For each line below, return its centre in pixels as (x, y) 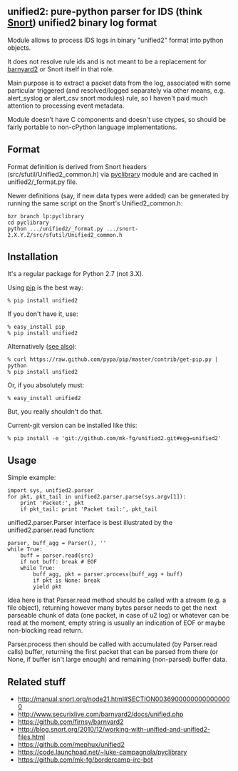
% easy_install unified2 (44, 399)
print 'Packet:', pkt (52, 503)
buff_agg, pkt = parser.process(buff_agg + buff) (108, 575)
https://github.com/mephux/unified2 (71, 745)
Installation (33, 257)
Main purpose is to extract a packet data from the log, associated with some (119, 83)
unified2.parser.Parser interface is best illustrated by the (90, 523)
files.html (31, 737)
